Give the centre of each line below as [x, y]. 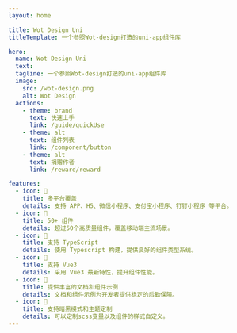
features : [25, 184]
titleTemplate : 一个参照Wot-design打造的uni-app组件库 [95, 37]
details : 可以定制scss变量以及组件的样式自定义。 [96, 317]
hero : [17, 52]
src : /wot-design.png [58, 88]
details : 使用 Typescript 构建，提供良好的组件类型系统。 [110, 251]
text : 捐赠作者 [52, 162]
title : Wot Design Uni [46, 30]
